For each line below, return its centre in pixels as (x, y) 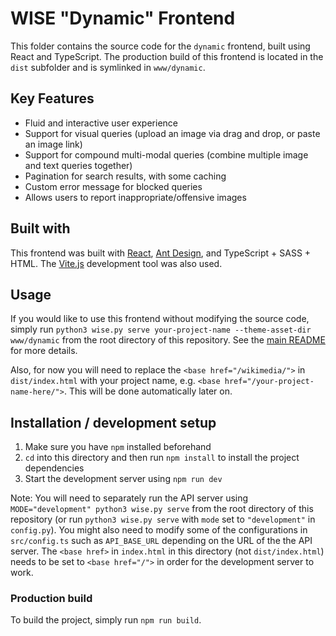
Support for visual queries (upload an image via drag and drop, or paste (172, 133)
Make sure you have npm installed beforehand (118, 447)
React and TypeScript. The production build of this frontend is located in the (167, 56)
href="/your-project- (269, 382)
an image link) (53, 144)
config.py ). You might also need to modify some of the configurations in (159, 530)
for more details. (44, 351)
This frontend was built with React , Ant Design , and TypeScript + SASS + (161, 253)
